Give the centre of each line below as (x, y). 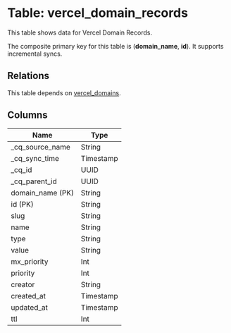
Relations (29, 76)
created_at (29, 296)
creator (23, 284)
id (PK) (22, 204)
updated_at (29, 307)
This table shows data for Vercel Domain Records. (80, 32)
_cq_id (21, 169)
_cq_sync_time (35, 158)
